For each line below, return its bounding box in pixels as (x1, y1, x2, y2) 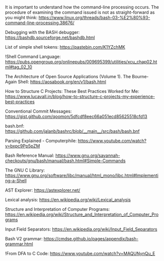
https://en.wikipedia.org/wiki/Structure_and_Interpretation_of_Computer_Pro (5, 211, 159, 217)
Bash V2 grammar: (5, 236, 43, 241)
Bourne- (132, 74, 149, 79)
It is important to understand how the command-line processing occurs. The (5, 4, 159, 10)
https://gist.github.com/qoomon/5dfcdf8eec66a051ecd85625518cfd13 (5, 114, 148, 119)
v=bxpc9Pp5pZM (5, 143, 40, 149)
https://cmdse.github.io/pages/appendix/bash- (44, 236, 139, 241)
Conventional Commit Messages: (5, 108, 72, 114)
